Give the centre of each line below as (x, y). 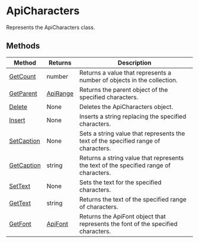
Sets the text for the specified (120, 182)
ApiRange (60, 93)
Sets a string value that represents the (132, 133)
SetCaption (25, 140)
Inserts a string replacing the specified (133, 116)
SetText (20, 186)
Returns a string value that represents (131, 158)
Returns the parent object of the (123, 89)
